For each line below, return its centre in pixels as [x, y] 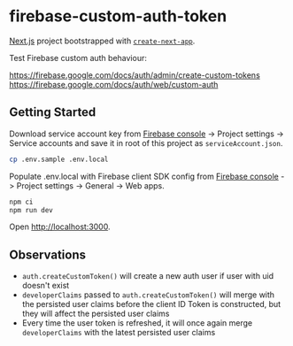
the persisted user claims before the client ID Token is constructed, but [151, 304]
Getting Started [53, 112]
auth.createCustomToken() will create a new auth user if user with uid [148, 276]
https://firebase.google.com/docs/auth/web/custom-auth [114, 84]
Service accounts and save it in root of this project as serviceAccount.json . [146, 142]
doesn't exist [46, 286]
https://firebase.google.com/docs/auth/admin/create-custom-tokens [135, 75]
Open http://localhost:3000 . [60, 227]
